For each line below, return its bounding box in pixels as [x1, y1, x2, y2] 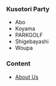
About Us [14, 73, 39, 81]
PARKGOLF [14, 31, 43, 39]
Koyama [14, 25, 36, 32]
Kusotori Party [6, 5, 50, 13]
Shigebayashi [14, 38, 49, 45]
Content [6, 59, 31, 68]
